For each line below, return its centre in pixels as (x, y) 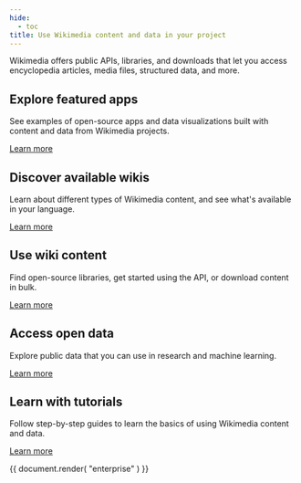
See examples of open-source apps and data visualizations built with (139, 121)
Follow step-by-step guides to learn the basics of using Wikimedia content (149, 424)
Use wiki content (58, 255)
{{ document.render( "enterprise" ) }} (79, 469)
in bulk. (23, 287)
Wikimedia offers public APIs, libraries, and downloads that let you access (148, 61)
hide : (20, 18)
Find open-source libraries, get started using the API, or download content (149, 277)
